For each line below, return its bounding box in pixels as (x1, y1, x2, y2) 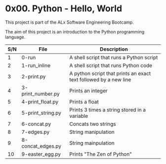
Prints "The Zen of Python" (69, 151, 132, 158)
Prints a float (69, 98, 99, 105)
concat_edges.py (21, 142, 62, 149)
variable (69, 112, 88, 119)
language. (5, 34, 26, 40)
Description (99, 45, 128, 52)
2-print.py (21, 73, 46, 80)
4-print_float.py (21, 98, 59, 105)
